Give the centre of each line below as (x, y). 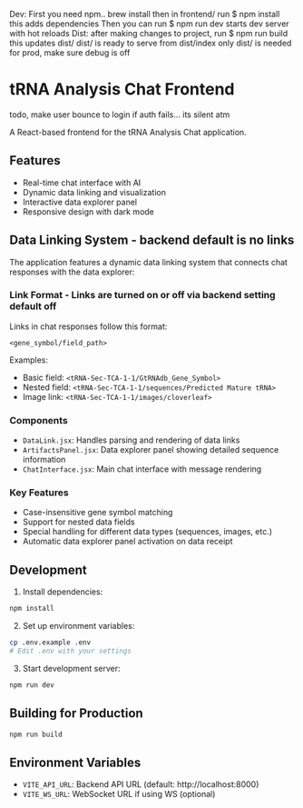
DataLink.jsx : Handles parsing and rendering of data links (131, 440)
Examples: (29, 360)
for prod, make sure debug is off (70, 53)
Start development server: (71, 668)
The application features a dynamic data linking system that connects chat (149, 262)
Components (39, 420)
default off (33, 306)
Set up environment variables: (78, 626)
